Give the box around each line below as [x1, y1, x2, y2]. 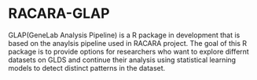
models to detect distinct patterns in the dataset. [8, 63, 166, 72]
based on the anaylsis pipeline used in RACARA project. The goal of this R [8, 38, 248, 47]
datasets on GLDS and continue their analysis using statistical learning [8, 55, 237, 64]
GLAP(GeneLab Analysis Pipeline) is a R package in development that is [8, 30, 240, 40]
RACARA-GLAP [8, 5, 110, 23]
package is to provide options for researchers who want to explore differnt [8, 47, 249, 56]
